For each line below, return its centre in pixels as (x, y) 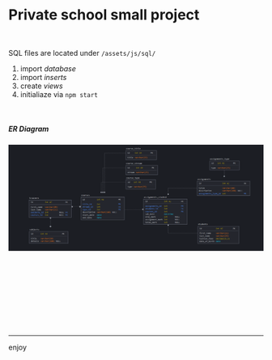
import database (48, 68)
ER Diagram (29, 129)
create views (41, 86)
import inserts (43, 77)
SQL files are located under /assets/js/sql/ (82, 53)
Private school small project (104, 15)
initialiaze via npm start (59, 94)
